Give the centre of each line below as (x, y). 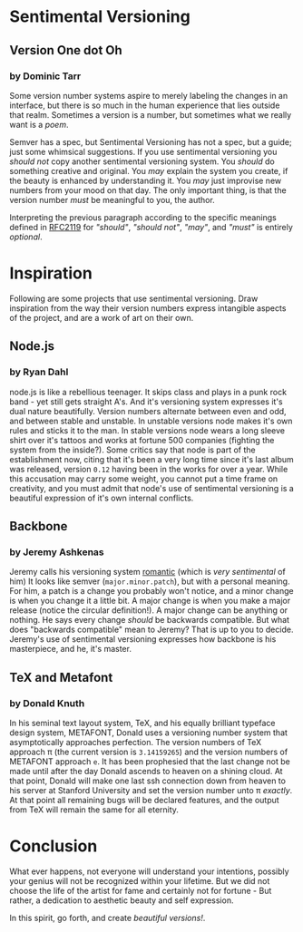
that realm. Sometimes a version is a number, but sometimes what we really (151, 114)
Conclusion (54, 846)
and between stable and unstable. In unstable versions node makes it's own (151, 421)
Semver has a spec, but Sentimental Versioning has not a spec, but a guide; (151, 141)
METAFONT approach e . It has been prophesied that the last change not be (150, 761)
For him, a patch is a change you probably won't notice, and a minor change (151, 591)
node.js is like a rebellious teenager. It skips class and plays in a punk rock (148, 392)
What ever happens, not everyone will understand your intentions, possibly (149, 871)
